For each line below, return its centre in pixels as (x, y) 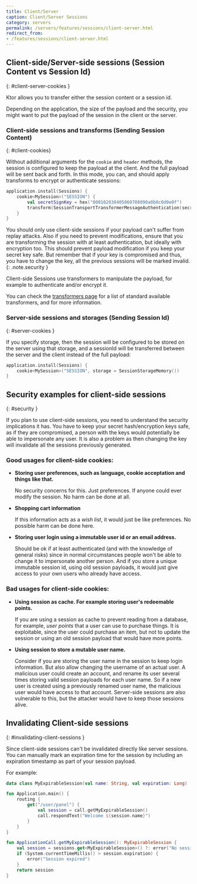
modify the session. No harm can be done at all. (72, 497)
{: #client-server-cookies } (38, 86)
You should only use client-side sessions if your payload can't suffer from (95, 230)
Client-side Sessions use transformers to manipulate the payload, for (89, 279)
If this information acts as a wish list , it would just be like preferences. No (103, 520)
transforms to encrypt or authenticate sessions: (64, 180)
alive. (21, 704)
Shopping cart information (47, 508)
